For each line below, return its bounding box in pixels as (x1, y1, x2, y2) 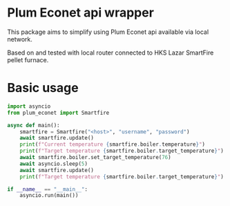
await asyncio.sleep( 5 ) (19, 160, 88, 167)
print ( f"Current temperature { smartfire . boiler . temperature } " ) (19, 141, 206, 148)
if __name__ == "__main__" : (7, 185, 88, 193)
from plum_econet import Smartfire (7, 109, 110, 116)
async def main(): (7, 122, 60, 129)
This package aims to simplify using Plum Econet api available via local (7, 28, 209, 36)
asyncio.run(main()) (19, 192, 79, 199)
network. (7, 35, 33, 43)
